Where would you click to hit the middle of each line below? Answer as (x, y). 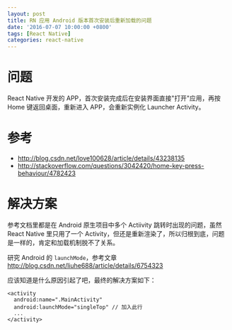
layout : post (27, 14)
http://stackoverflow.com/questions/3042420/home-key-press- (111, 166)
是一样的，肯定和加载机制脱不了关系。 (63, 242)
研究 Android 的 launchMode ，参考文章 (62, 257)
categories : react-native (45, 40)
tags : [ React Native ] (39, 34)
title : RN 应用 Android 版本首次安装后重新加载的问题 (80, 20)
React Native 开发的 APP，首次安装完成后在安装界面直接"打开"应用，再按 (114, 98)
